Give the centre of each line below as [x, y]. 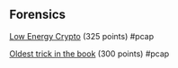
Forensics [37, 15]
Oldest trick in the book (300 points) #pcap [89, 54]
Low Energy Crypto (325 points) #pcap [82, 36]
